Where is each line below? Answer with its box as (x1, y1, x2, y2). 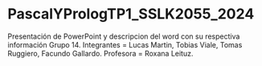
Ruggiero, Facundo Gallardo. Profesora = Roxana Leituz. (7, 48, 194, 58)
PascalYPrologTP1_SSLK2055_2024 (7, 5, 255, 23)
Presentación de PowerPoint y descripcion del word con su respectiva (7, 31, 240, 41)
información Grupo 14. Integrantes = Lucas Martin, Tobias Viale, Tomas (7, 39, 243, 49)
